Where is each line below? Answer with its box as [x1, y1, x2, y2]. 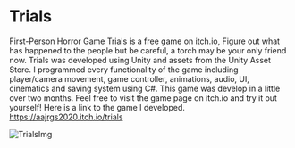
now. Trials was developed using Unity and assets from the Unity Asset [9, 54, 271, 65]
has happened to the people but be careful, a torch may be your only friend [9, 45, 287, 55]
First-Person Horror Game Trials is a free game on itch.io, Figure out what [9, 36, 280, 46]
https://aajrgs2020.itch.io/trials [9, 111, 123, 122]
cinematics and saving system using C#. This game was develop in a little [9, 83, 281, 94]
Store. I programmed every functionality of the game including [9, 64, 239, 75]
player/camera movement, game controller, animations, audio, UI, [9, 73, 250, 84]
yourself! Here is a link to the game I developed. [9, 102, 186, 112]
